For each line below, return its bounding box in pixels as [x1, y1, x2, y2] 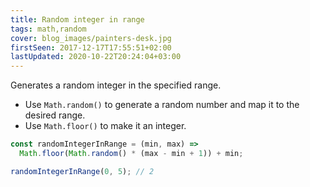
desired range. [24, 109, 86, 121]
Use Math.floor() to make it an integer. [24, 120, 187, 132]
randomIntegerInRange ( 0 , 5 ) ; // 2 [10, 166, 155, 176]
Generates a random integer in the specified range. [10, 79, 222, 91]
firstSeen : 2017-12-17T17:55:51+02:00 [10, 42, 172, 53]
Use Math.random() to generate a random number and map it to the [24, 99, 300, 111]
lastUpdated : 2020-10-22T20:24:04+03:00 [10, 52, 182, 62]
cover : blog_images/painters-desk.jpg [10, 33, 172, 43]
